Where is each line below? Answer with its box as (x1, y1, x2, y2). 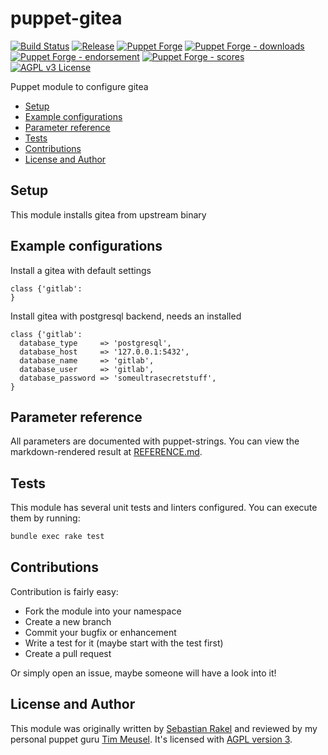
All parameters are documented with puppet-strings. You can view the (10, 435, 300, 447)
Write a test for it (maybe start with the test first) (24, 637, 224, 649)
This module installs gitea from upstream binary (10, 208, 207, 221)
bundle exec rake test (10, 532, 105, 542)
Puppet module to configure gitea (10, 80, 149, 92)
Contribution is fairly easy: (10, 585, 119, 597)
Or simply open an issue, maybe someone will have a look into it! (10, 667, 277, 679)
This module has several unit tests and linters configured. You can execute (10, 502, 318, 514)
